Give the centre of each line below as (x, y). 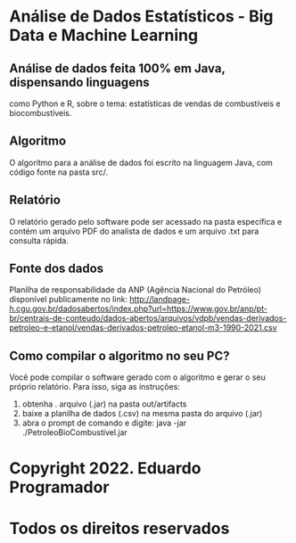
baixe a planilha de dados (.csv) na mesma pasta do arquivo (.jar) (142, 414)
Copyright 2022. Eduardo (105, 469)
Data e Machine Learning (104, 35)
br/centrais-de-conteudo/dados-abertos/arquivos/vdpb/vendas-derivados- (148, 318)
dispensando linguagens (79, 82)
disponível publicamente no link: (68, 300)
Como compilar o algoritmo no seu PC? (119, 355)
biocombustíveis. (41, 113)
